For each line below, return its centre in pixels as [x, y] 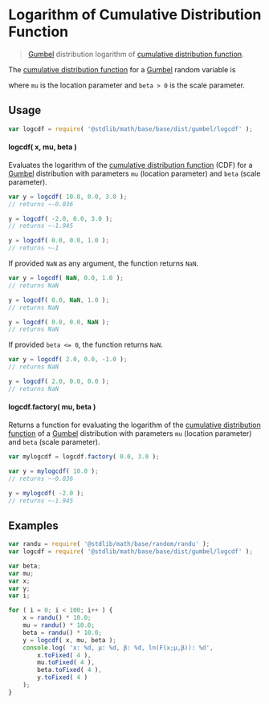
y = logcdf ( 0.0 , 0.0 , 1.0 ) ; [59, 241]
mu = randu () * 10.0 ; [59, 625]
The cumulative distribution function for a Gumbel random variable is [122, 69]
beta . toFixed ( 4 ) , [70, 670]
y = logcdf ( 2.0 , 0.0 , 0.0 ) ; [59, 382]
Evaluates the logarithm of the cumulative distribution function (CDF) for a [130, 165]
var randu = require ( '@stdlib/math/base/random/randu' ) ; [109, 544]
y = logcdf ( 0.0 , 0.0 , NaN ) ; [59, 322]
